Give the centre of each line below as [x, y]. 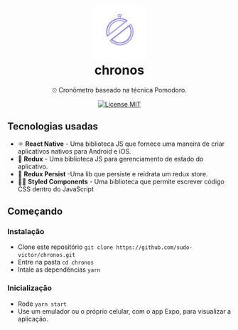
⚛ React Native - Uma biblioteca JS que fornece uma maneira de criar [121, 144]
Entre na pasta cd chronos [56, 262]
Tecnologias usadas [53, 127]
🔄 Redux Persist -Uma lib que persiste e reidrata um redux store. [113, 174]
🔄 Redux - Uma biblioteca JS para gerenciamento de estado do [110, 159]
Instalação [26, 232]
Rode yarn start [42, 304]
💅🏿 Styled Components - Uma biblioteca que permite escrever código [121, 181]
